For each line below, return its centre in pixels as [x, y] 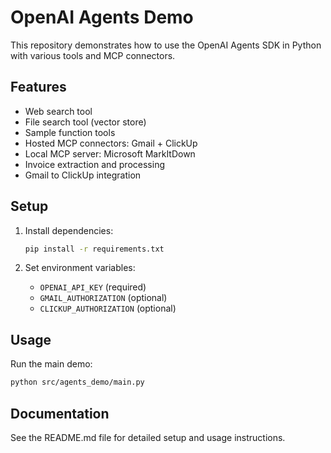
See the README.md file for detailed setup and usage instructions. [148, 437]
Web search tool [58, 111]
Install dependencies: [69, 230]
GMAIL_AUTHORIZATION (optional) [103, 298]
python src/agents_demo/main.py [77, 382]
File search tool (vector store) [85, 122]
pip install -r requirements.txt [94, 249]
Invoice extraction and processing [94, 164]
